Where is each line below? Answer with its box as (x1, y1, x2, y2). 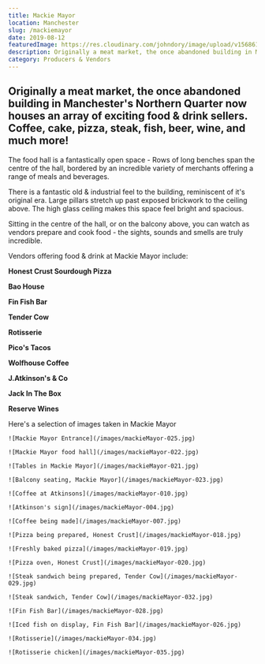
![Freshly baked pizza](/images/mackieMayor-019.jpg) (8, 545, 189, 553)
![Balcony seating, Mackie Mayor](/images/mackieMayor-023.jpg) (8, 476, 224, 483)
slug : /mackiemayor (8, 26, 73, 34)
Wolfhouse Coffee (8, 358, 69, 367)
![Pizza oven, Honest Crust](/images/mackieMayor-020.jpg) (8, 558, 207, 566)
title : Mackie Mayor (8, 11, 77, 20)
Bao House (8, 282, 45, 291)
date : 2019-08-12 (8, 33, 65, 42)
